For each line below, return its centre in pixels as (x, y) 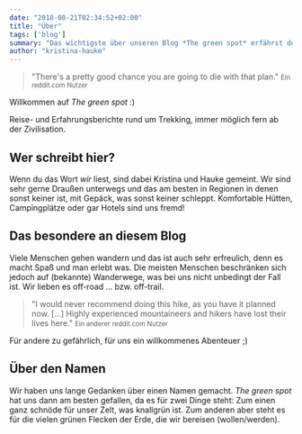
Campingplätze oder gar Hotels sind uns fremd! (97, 207)
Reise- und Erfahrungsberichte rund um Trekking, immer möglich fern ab (144, 120)
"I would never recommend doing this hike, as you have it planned (153, 303)
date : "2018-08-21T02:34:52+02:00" (76, 18)
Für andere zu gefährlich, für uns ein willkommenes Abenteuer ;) (129, 340)
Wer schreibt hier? (62, 157)
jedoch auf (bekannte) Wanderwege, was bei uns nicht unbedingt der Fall (145, 276)
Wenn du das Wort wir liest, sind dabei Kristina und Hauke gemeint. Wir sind (150, 179)
